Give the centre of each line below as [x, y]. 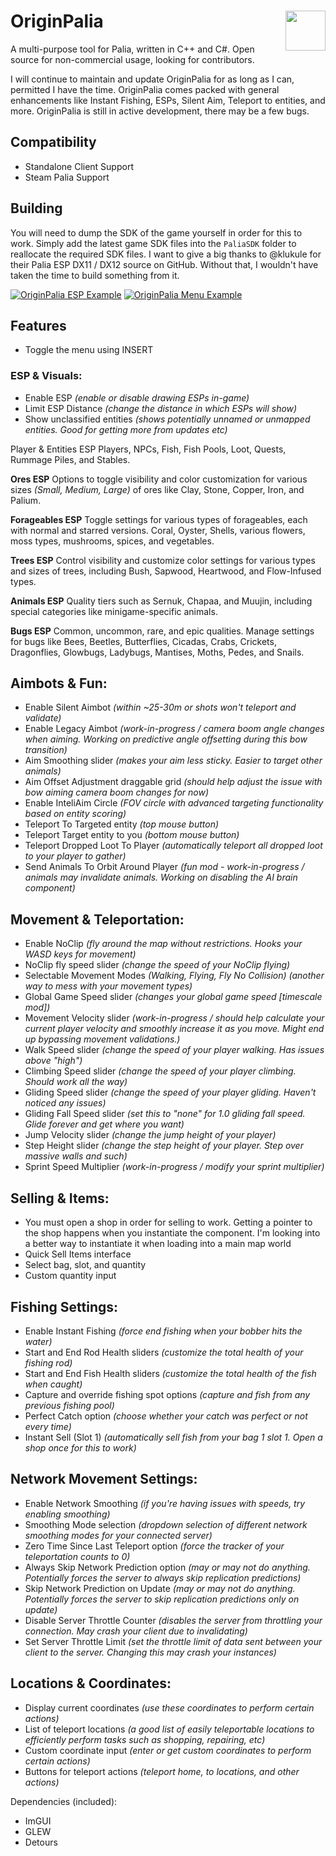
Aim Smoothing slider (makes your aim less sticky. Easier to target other [173, 761]
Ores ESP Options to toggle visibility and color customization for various [159, 479]
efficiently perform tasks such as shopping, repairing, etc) [145, 1739]
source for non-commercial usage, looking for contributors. [132, 59]
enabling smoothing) [67, 1514]
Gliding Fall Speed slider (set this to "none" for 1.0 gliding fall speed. [165, 1114]
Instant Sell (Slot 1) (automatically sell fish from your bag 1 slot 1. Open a [173, 1437]
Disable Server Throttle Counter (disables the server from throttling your [173, 1620]
